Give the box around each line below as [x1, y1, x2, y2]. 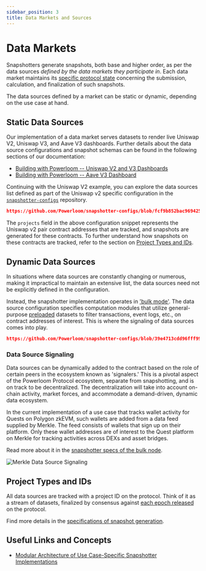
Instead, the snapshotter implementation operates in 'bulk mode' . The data [6, 297, 195, 305]
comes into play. [6, 323, 48, 331]
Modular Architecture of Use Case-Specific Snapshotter [15, 551, 158, 559]
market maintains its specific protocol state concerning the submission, [6, 74, 187, 82]
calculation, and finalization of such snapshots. [6, 81, 126, 88]
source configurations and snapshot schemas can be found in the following [6, 147, 197, 154]
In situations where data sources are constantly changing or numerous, [6, 272, 186, 280]
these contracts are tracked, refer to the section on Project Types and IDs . [6, 239, 194, 246]
